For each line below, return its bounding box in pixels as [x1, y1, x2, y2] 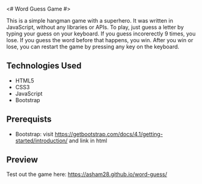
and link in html [69, 137, 107, 144]
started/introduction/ [15, 137, 68, 144]
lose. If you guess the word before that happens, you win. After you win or [6, 37, 193, 43]
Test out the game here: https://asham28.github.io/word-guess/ [6, 171, 167, 178]
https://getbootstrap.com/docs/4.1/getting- [54, 130, 163, 138]
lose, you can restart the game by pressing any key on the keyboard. [6, 43, 179, 50]
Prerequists [6, 114, 52, 125]
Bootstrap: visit [15, 130, 54, 138]
